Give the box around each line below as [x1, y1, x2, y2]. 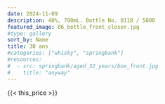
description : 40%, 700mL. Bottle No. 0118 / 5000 [7, 17, 156, 24]
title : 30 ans [7, 43, 49, 50]
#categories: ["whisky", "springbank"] [7, 50, 124, 57]
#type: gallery [7, 30, 52, 37]
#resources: [7, 56, 42, 63]
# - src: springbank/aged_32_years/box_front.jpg [7, 63, 159, 70]
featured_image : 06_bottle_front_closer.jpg [7, 23, 140, 30]
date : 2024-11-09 [7, 10, 58, 18]
